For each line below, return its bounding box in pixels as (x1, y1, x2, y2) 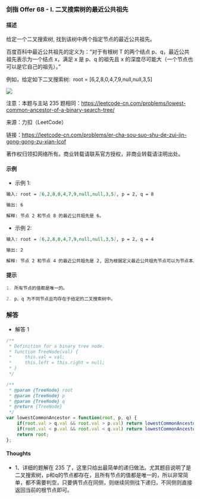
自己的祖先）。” (26, 63, 61, 70)
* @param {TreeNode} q (8, 398, 65, 404)
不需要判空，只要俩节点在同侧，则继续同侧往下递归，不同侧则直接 (30, 479, 192, 486)
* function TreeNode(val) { (8, 349, 79, 355)
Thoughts (6, 450, 31, 457)
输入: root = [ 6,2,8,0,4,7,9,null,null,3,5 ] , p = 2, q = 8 (6, 191, 154, 197)
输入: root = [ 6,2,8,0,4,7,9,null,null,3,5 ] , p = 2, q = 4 (6, 236, 154, 242)
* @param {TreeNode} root (8, 387, 73, 393)
